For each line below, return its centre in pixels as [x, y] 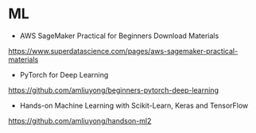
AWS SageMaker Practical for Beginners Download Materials [119, 36]
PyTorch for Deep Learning [64, 74]
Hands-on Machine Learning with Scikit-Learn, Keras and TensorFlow [134, 105]
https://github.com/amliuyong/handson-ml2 [80, 120]
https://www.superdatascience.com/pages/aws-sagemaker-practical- [123, 51]
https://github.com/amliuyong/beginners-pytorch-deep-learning [113, 90]
